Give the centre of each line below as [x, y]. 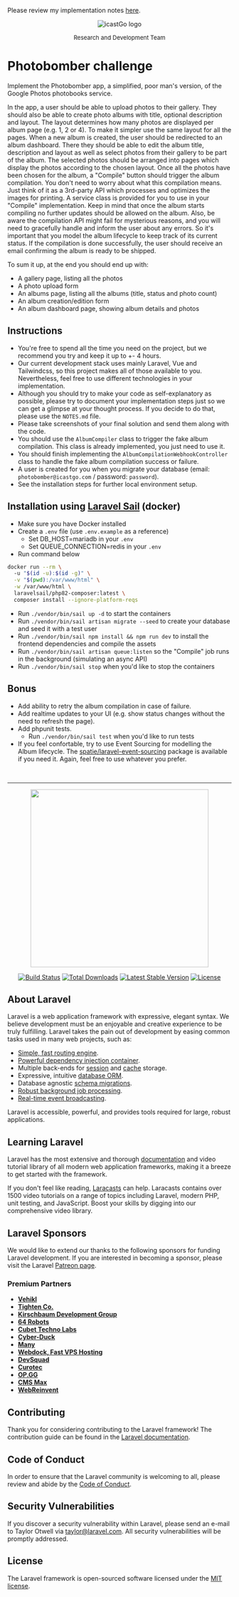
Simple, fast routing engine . [58, 1053]
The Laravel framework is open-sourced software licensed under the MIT [115, 1578]
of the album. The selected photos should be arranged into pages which [113, 160]
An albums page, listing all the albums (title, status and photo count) [117, 293]
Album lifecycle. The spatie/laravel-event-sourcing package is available [122, 751]
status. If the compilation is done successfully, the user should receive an [115, 243]
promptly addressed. [38, 1539]
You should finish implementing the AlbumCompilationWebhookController [123, 454]
